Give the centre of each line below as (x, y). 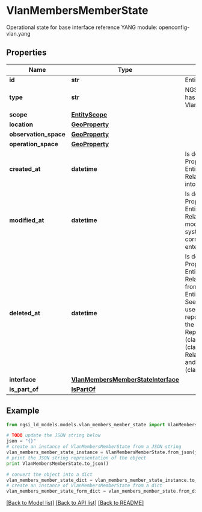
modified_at (27, 220)
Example (23, 411)
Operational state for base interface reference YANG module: (82, 27)
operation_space (34, 144)
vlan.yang (19, 33)
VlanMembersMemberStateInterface (125, 379)
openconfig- (174, 27)
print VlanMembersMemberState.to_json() (58, 463)
